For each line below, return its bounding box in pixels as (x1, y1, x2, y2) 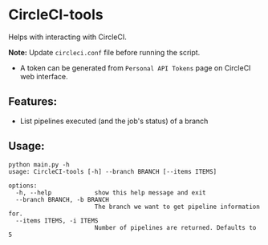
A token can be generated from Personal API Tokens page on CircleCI (19, 62, 251, 73)
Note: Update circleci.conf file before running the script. (8, 47, 201, 57)
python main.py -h (8, 160, 70, 169)
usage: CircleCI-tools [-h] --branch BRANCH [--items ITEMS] (8, 167, 217, 175)
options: (8, 182, 38, 190)
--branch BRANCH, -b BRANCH (15, 195, 110, 203)
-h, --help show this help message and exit (15, 188, 206, 197)
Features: (8, 94, 58, 109)
